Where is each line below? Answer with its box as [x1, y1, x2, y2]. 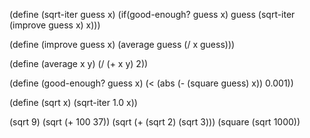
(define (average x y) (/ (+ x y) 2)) [9, 58, 149, 69]
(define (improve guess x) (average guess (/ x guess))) [9, 39, 236, 50]
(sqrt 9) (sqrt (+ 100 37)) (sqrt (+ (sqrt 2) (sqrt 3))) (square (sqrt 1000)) [9, 116, 301, 128]
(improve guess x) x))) [9, 19, 101, 31]
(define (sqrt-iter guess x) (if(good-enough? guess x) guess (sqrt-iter [9, 9, 296, 20]
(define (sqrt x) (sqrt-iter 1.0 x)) [9, 97, 138, 108]
